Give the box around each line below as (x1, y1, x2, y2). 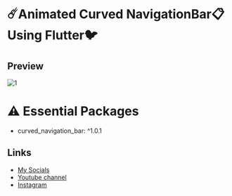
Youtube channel (17, 173, 67, 181)
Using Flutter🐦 (7, 27, 98, 44)
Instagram (17, 181, 47, 189)
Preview (7, 60, 44, 72)
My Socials (17, 165, 50, 174)
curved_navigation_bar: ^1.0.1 (17, 126, 102, 135)
